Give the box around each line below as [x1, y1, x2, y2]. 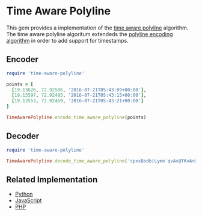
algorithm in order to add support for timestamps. [6, 37, 129, 44]
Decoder [6, 131, 40, 141]
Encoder [6, 54, 39, 64]
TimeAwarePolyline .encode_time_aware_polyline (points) [6, 114, 147, 120]
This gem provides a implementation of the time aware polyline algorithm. [6, 24, 189, 31]
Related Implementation [6, 174, 98, 185]
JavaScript [14, 197, 42, 204]
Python [14, 191, 33, 198]
